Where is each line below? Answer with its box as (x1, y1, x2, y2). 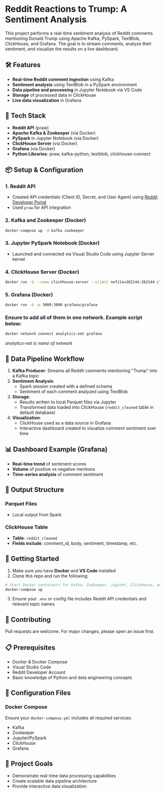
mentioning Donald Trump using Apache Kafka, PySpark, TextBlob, (5, 35, 141, 41)
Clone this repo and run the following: (12, 573, 89, 579)
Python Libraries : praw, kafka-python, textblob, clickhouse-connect (12, 151, 151, 157)
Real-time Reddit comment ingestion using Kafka (12, 76, 114, 82)
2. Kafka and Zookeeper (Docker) (5, 217, 86, 224)
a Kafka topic (12, 373, 39, 379)
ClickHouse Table (5, 524, 48, 530)
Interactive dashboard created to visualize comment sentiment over (19, 425, 156, 431)
